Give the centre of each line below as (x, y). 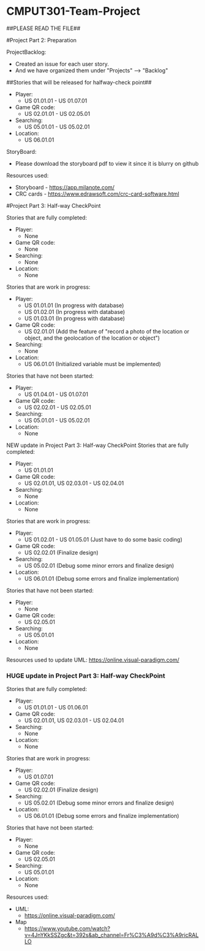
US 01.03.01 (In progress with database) (75, 318)
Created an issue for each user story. (62, 64)
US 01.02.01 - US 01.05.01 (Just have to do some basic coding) (103, 539)
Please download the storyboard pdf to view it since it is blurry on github (107, 163)
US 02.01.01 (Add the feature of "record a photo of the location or (107, 331)
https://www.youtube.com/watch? (67, 929)
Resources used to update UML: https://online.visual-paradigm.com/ (93, 660)
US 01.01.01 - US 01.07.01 (56, 101)
